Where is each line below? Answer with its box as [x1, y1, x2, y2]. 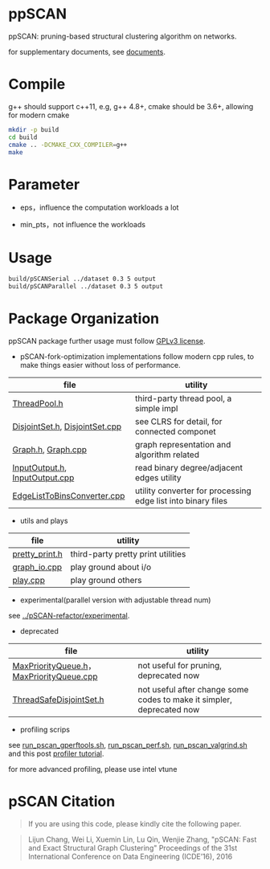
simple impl [135, 402, 178, 414]
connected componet [135, 426, 216, 437]
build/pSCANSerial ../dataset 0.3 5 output [8, 275, 157, 284]
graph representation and [135, 439, 231, 450]
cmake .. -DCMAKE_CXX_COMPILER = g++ [8, 141, 128, 149]
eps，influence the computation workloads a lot [19, 202, 179, 213]
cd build [8, 133, 38, 141]
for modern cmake [8, 110, 70, 120]
